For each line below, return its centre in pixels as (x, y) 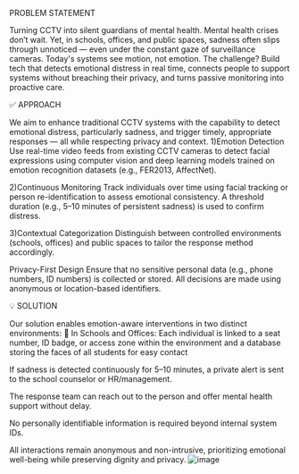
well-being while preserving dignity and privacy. (98, 459)
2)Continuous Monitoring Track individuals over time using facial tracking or (149, 187)
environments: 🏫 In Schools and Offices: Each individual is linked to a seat (145, 333)
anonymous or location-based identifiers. (85, 288)
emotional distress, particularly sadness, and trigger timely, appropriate (141, 132)
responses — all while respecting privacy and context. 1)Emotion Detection (147, 141)
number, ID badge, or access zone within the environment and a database (145, 343)
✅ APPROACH (35, 105)
